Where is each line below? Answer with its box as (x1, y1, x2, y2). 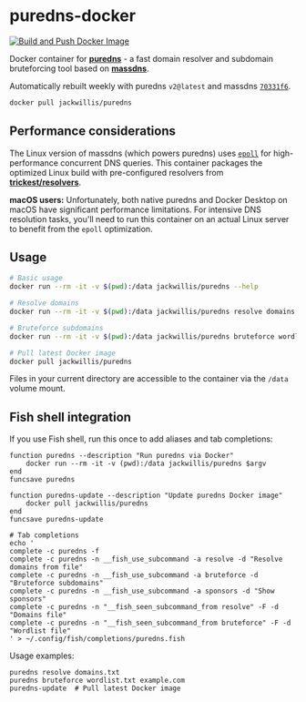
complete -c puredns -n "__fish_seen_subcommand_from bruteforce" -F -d (9, 618, 291, 628)
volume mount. (9, 383, 66, 394)
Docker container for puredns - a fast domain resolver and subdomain (9, 53, 274, 64)
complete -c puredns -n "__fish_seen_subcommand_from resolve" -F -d (9, 603, 280, 612)
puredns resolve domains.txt (9, 668, 120, 677)
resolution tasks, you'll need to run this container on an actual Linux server (9, 213, 290, 224)
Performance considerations (9, 124, 176, 139)
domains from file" (9, 563, 84, 572)
